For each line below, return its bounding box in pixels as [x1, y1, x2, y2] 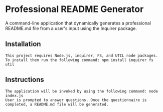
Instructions [5, 75, 44, 84]
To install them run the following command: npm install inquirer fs [5, 57, 154, 62]
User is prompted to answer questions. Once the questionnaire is [5, 97, 147, 102]
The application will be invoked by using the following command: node [5, 88, 158, 93]
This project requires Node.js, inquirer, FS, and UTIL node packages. [5, 53, 158, 58]
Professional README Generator [5, 3, 144, 15]
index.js [5, 93, 24, 98]
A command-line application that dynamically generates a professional [5, 20, 151, 26]
